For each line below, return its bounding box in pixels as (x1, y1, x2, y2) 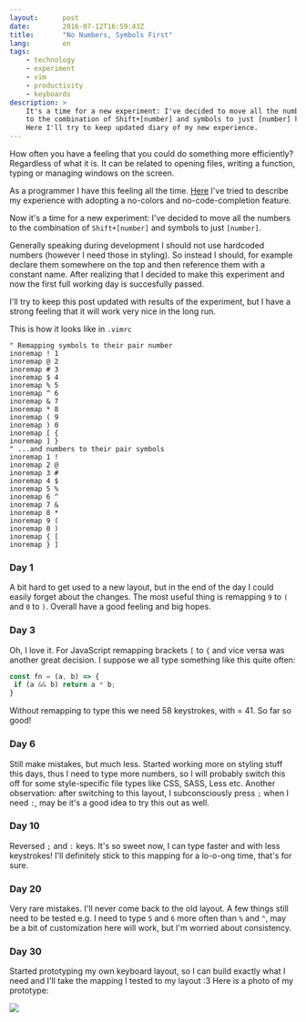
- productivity (25, 81, 84, 90)
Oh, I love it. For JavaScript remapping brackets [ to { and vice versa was (9, 644, 285, 655)
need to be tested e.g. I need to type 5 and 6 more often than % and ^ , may (9, 913, 287, 924)
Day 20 (9, 882, 43, 895)
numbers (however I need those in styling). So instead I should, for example (9, 249, 293, 260)
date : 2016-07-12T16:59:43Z (9, 22, 145, 31)
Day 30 (9, 946, 43, 958)
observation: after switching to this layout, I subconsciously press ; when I (9, 787, 290, 798)
